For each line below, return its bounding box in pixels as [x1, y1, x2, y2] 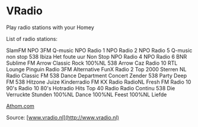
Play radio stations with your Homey [6, 24, 95, 31]
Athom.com [6, 102, 34, 109]
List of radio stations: [6, 35, 58, 42]
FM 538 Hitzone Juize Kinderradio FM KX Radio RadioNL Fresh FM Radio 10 [6, 78, 191, 85]
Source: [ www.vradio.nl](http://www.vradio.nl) [6, 114, 120, 121]
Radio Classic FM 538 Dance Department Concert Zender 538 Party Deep [6, 72, 187, 79]
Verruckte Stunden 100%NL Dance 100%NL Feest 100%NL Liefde [6, 91, 167, 98]
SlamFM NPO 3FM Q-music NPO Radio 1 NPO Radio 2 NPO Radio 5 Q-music [6, 46, 193, 54]
